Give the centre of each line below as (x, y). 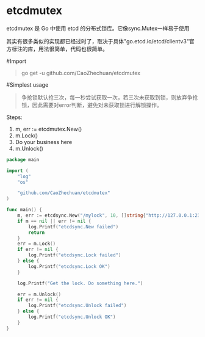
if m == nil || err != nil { (54, 221)
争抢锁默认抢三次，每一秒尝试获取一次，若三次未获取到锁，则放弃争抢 (110, 97)
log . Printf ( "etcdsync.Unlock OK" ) (72, 317)
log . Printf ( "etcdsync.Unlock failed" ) (77, 306)
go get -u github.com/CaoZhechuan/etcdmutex (81, 73)
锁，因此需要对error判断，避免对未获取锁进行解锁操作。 (92, 105)
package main (23, 159)
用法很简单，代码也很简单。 (73, 49)
